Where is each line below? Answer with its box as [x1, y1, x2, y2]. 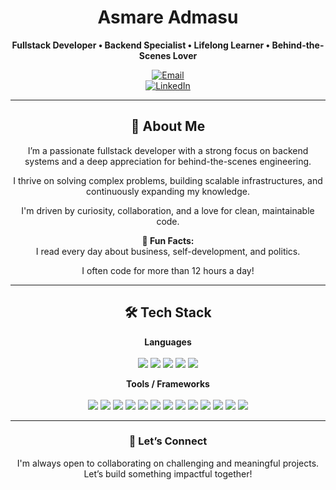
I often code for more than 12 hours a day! [81, 264, 255, 276]
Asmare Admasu [97, 6, 239, 29]
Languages [144, 336, 192, 348]
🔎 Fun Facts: [141, 234, 195, 246]
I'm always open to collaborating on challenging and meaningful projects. [16, 457, 320, 469]
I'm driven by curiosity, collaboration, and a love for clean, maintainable [21, 204, 315, 216]
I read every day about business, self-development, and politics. [35, 245, 301, 257]
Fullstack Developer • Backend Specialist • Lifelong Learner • [11, 39, 271, 51]
